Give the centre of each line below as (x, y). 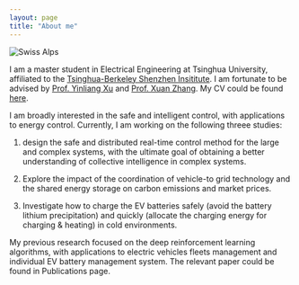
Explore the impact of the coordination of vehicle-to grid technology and (156, 178)
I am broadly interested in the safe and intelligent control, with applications (147, 115)
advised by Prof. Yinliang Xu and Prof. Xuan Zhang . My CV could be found (146, 88)
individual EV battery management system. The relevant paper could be (142, 261)
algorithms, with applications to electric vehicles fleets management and (143, 252)
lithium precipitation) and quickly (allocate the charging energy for (145, 215)
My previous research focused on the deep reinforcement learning (132, 242)
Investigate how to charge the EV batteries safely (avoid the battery (147, 205)
